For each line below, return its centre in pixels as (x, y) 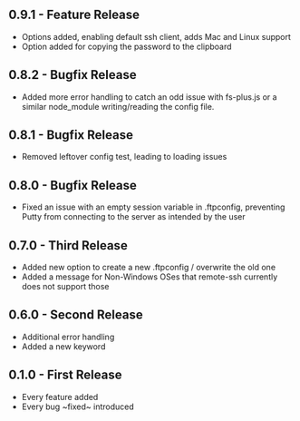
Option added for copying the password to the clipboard (126, 46)
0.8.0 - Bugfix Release (73, 185)
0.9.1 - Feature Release (74, 15)
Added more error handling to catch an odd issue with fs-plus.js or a (149, 97)
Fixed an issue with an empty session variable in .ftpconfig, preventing (153, 207)
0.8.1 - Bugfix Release (71, 135)
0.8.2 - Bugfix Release (73, 75)
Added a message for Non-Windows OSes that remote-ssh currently (150, 277)
